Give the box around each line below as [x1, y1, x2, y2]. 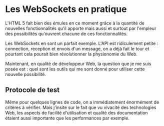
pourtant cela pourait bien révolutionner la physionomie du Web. [5, 51, 137, 57]
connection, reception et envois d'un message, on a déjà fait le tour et [5, 45, 149, 51]
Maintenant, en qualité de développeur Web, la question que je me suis [5, 60, 151, 66]
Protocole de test [5, 86, 60, 94]
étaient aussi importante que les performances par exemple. [5, 115, 129, 121]
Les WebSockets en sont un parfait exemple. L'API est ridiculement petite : [5, 40, 158, 46]
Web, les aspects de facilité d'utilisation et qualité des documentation [5, 109, 148, 115]
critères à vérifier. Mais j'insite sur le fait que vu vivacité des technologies [5, 104, 156, 110]
